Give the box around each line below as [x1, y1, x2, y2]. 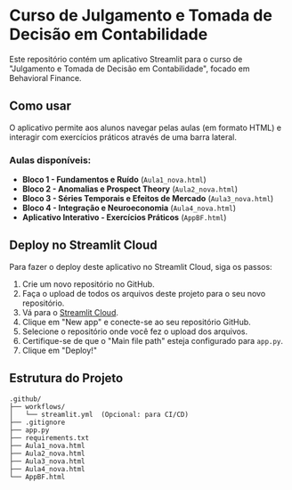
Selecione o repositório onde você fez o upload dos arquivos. [21, 326, 248, 337]
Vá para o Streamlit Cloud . [21, 306, 118, 317]
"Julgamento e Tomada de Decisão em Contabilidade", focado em [9, 63, 250, 74]
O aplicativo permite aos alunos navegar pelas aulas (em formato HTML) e [9, 122, 282, 133]
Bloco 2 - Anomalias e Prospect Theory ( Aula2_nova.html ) [21, 184, 239, 194]
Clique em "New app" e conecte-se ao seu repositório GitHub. [21, 316, 251, 327]
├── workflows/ [9, 402, 66, 411]
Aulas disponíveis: [9, 153, 92, 166]
